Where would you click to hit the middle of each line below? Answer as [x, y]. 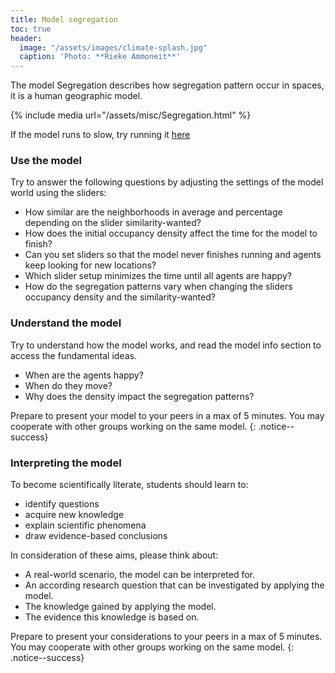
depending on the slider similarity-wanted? [113, 223]
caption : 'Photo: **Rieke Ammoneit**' [100, 57]
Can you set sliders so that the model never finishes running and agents [173, 255]
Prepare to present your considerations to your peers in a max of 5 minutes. [166, 637]
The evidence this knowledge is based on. [112, 617]
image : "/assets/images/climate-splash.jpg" [113, 47]
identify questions [62, 504]
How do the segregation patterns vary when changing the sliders [158, 287]
